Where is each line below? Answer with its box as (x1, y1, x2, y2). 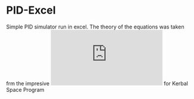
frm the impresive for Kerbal (6, 79, 189, 87)
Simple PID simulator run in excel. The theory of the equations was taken (6, 23, 184, 30)
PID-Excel (6, 4, 56, 17)
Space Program (6, 86, 45, 93)
